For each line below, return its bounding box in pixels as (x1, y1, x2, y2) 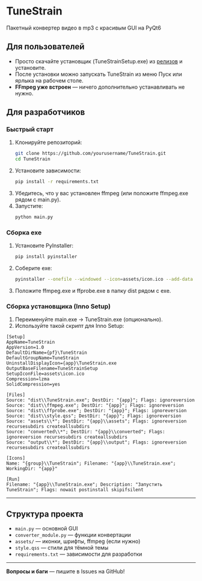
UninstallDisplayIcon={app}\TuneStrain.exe (6, 360, 117, 366)
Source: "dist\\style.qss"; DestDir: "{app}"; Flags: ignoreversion (6, 413, 182, 419)
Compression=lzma (6, 376, 50, 382)
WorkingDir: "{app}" (6, 466, 58, 472)
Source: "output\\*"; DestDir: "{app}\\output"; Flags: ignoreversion (6, 439, 187, 445)
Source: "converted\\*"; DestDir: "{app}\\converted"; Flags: (6, 429, 165, 435)
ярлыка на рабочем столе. (14, 77, 84, 84)
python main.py (14, 214, 54, 221)
